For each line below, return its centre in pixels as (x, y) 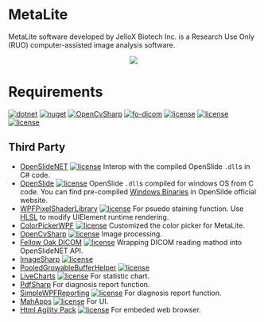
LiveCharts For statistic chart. (84, 276)
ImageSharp (40, 259)
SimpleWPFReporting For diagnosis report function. (120, 293)
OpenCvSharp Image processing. (91, 234)
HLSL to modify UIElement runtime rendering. (94, 217)
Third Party (37, 147)
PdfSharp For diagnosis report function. (85, 284)
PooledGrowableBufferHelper (68, 267)
